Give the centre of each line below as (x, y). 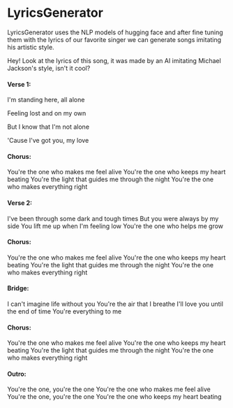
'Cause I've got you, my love (48, 141)
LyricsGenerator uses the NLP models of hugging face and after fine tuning (115, 32)
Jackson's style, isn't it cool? (49, 68)
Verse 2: (20, 203)
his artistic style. (31, 47)
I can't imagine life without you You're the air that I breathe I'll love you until (115, 304)
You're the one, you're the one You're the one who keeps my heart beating (114, 397)
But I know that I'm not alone (48, 127)
